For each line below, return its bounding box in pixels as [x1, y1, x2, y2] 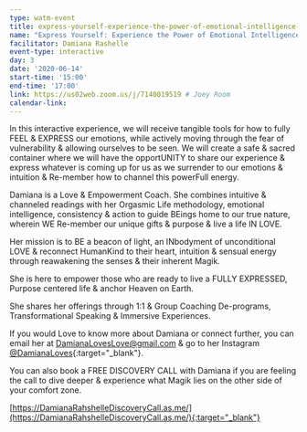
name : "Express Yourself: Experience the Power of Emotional [9, 30, 248, 39]
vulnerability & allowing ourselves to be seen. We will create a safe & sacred [9, 142, 295, 153]
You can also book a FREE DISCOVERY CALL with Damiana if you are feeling [9, 365, 297, 376]
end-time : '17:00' [9, 81, 79, 90]
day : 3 [9, 56, 35, 65]
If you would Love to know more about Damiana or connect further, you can [9, 328, 294, 339]
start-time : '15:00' [9, 73, 89, 82]
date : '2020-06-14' [9, 65, 84, 74]
